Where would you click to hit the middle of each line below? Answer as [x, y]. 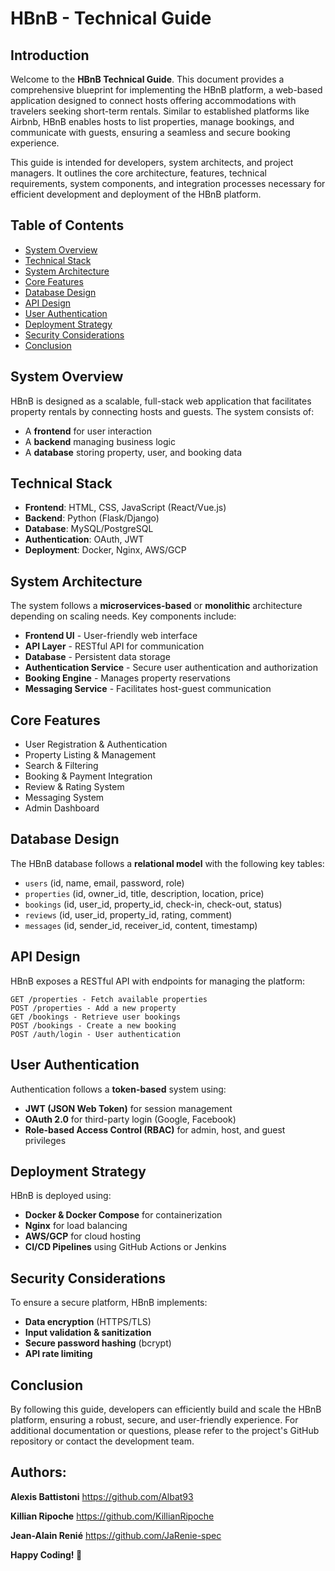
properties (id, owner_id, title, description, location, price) [144, 893]
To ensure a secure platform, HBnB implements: [109, 1303]
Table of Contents [67, 225]
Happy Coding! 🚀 [46, 1554]
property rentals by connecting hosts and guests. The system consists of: [162, 411]
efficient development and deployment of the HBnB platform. [136, 194]
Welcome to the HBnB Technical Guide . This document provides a [147, 79]
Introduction [50, 55]
